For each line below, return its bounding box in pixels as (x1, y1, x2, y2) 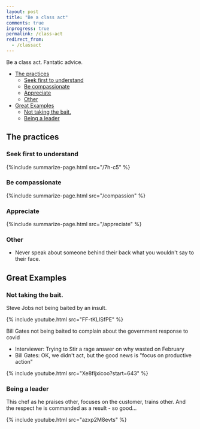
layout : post (6, 8, 39, 15)
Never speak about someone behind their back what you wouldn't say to (14, 249, 195, 256)
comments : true (6, 20, 44, 26)
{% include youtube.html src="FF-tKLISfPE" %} (6, 316, 124, 323)
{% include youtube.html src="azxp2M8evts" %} (6, 416, 127, 424)
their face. (14, 255, 41, 263)
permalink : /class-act (6, 31, 63, 37)
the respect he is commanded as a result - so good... (6, 404, 137, 412)
